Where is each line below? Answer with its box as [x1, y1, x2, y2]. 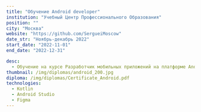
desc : [6, 58, 20, 64]
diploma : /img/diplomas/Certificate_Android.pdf [6, 75, 130, 81]
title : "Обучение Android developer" [6, 8, 100, 15]
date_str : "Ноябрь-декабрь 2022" [6, 36, 90, 42]
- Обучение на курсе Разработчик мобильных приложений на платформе [11, 64, 186, 70]
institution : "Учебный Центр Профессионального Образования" [6, 14, 162, 20]
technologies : [6, 80, 42, 86]
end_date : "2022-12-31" [6, 48, 66, 54]
